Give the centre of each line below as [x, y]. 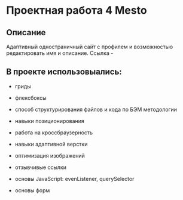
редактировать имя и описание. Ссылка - [60, 53]
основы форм [32, 190]
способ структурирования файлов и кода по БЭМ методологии [96, 109]
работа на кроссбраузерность [54, 133]
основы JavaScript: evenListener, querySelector [74, 179]
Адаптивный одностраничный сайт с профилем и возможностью [90, 47]
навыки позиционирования [50, 121]
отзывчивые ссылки [41, 167]
